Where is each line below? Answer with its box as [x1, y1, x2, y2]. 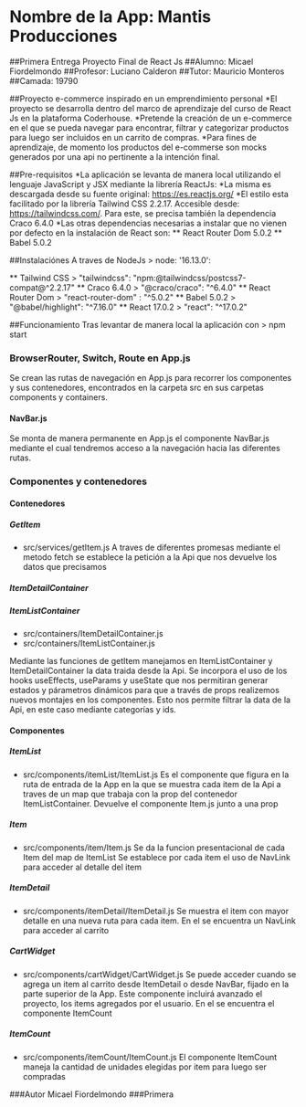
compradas [22, 1070, 66, 1081]
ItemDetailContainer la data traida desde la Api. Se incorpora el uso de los [9, 665, 288, 677]
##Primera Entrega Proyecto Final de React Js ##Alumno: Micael [9, 56, 254, 67]
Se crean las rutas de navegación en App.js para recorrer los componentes [9, 373, 292, 384]
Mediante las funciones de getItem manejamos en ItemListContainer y [9, 656, 273, 667]
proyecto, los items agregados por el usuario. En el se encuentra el [22, 997, 275, 1008]
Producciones [9, 26, 118, 47]
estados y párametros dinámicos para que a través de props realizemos [9, 685, 280, 696]
